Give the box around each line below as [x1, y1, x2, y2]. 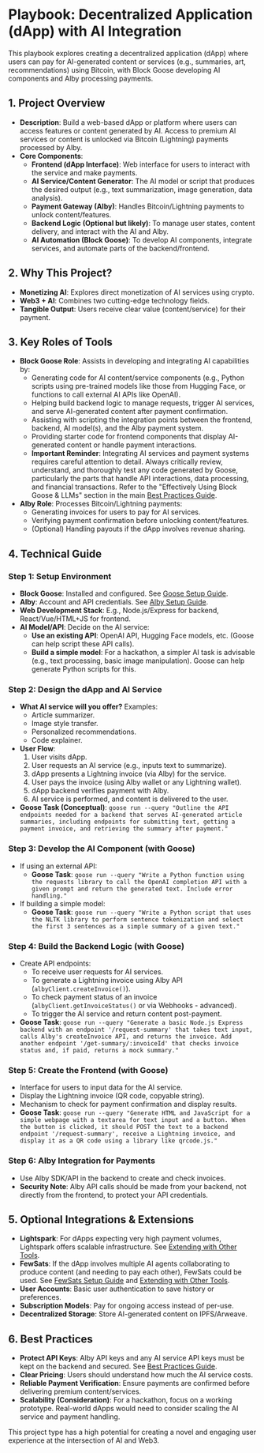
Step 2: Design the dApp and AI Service [8, 683, 163, 695]
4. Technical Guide [8, 547, 102, 560]
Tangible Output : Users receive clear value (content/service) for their [19, 304, 246, 314]
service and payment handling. [19, 1412, 121, 1421]
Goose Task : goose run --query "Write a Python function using [31, 869, 244, 879]
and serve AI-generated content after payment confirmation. [31, 407, 229, 416]
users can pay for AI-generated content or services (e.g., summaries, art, [8, 57, 246, 66]
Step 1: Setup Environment [8, 570, 112, 582]
